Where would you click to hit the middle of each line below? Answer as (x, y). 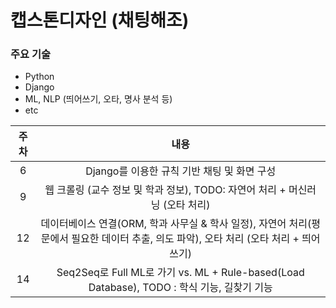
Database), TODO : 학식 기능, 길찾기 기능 (180, 288)
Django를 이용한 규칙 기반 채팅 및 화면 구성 (181, 171)
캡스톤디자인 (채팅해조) (100, 20)
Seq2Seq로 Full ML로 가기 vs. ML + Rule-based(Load (180, 273)
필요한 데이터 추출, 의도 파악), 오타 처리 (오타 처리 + (185, 239)
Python (39, 77)
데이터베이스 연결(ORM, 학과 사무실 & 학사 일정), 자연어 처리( (176, 224)
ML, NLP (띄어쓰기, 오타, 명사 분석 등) (98, 99)
